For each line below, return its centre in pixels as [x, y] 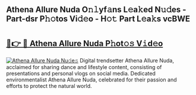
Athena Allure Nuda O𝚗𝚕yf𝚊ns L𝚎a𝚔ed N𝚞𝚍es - [96, 10]
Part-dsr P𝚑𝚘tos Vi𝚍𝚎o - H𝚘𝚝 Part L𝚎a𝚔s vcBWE [98, 19]
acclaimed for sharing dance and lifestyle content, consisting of [84, 67]
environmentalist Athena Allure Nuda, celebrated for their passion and [91, 80]
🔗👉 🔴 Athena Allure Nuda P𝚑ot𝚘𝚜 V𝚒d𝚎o [85, 43]
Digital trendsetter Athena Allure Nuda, [127, 60]
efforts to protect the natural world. [49, 86]
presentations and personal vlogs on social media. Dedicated [81, 73]
